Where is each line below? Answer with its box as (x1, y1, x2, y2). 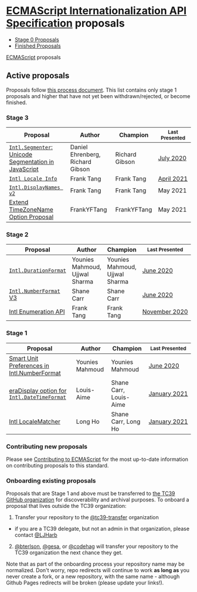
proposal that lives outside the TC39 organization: (6, 503, 127, 510)
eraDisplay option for (9, 386, 67, 394)
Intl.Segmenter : (9, 143, 53, 151)
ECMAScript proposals (6, 53, 61, 61)
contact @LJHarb (14, 531, 57, 539)
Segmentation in (9, 158, 55, 166)
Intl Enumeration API (9, 307, 66, 316)
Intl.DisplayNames (9, 184, 60, 191)
